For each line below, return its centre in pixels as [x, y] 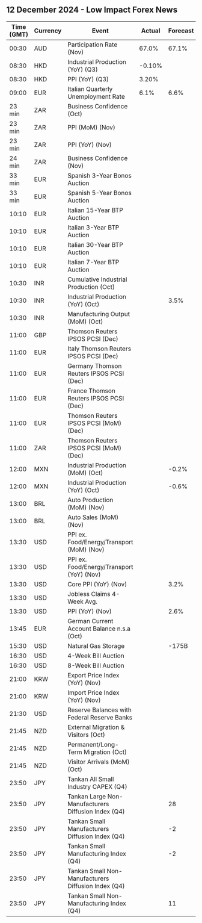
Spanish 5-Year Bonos [99, 193]
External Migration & [96, 727]
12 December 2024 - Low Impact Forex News [92, 10]
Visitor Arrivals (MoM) [99, 762]
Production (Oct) [91, 287]
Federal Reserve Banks [100, 717]
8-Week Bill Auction [96, 665]
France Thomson [91, 391]
